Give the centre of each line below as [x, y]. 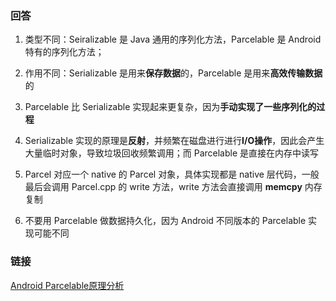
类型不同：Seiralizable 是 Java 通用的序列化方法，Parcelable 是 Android [173, 39]
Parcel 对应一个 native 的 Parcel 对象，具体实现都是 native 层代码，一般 [172, 174]
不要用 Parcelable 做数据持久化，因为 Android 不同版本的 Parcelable [165, 221]
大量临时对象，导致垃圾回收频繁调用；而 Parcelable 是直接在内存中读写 [172, 153]
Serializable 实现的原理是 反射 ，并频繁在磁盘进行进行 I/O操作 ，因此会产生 [174, 141]
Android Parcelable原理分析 [67, 285]
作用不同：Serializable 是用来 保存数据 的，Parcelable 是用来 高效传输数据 [173, 73]
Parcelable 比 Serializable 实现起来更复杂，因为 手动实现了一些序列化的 [170, 107]
